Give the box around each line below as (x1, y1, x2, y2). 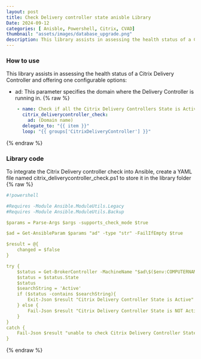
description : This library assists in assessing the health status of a (6, 37, 191, 43)
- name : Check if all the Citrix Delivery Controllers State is (17, 106, 181, 112)
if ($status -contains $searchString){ (17, 291, 117, 297)
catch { (6, 325, 26, 331)
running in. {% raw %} (14, 94, 70, 102)
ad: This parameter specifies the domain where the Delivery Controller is (14, 88, 194, 95)
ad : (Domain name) (28, 118, 74, 124)
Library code (6, 154, 44, 163)
